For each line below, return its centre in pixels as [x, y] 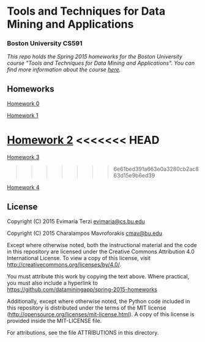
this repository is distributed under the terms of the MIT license [87, 308]
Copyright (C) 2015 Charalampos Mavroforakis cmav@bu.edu [85, 233]
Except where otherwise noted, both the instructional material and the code [102, 245]
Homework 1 [23, 116]
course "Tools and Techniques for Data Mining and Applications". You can [101, 63]
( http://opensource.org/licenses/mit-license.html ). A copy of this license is [101, 314]
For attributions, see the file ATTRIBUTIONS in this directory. [83, 333]
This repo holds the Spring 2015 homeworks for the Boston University [95, 57]
